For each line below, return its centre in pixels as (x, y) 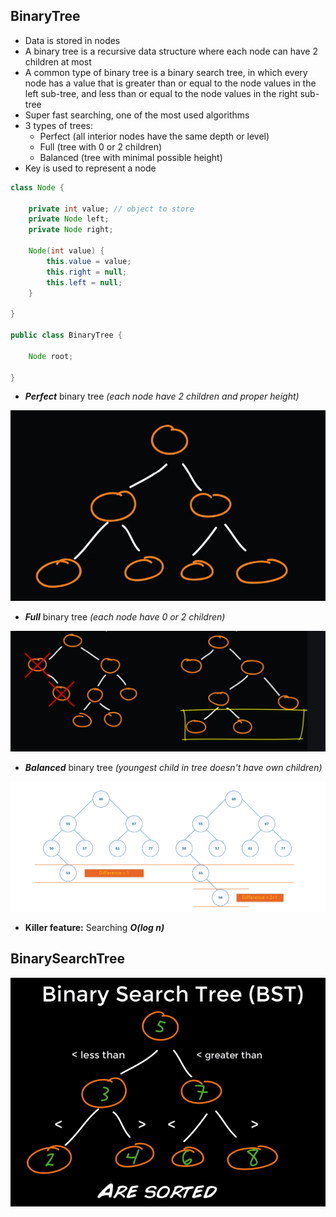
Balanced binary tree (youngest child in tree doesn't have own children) (173, 768)
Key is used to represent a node (90, 168)
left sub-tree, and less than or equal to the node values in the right (161, 93)
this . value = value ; (89, 261)
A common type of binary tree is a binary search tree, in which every (166, 72)
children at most (58, 61)
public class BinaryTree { (66, 335)
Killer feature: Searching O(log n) (94, 927)
